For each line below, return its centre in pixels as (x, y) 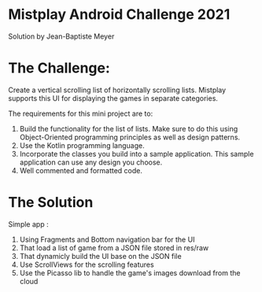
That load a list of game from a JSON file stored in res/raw (114, 248)
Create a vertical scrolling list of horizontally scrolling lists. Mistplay (117, 90)
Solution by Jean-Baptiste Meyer (61, 36)
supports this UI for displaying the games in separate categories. (113, 98)
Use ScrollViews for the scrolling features (87, 264)
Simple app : (28, 224)
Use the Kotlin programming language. (82, 145)
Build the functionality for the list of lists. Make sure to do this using (129, 128)
